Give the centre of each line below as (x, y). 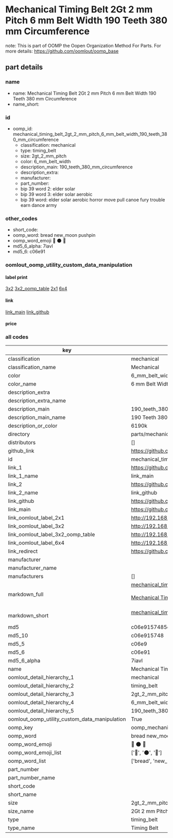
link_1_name (23, 476)
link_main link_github (28, 312)
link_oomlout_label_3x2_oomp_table (51, 535)
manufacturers (26, 577)
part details (24, 67)
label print (16, 277)
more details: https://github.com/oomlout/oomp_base (62, 51)
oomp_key (21, 728)
